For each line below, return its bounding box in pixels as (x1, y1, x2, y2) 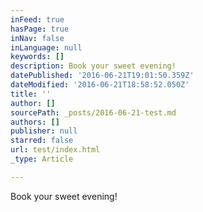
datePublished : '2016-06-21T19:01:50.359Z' (10, 71, 195, 81)
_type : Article (10, 154, 74, 164)
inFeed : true (10, 14, 65, 25)
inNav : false (10, 33, 65, 43)
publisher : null (10, 126, 78, 136)
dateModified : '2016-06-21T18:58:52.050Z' (10, 80, 190, 90)
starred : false (10, 136, 74, 146)
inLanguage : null (10, 42, 83, 53)
